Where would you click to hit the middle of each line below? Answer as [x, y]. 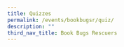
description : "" [31, 26]
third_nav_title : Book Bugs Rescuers [62, 33]
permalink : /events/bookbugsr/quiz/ [61, 20]
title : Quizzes [29, 13]
